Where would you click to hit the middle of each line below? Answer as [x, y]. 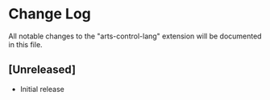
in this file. [25, 44]
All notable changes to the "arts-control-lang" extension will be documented [135, 36]
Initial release [42, 89]
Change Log [50, 14]
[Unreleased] [42, 70]
